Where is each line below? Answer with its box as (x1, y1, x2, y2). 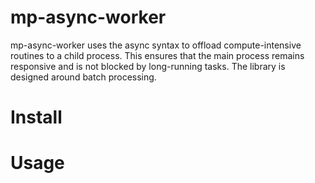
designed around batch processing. (10, 71, 157, 83)
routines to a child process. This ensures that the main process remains (10, 49, 305, 61)
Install (10, 106, 63, 129)
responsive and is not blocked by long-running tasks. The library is (10, 60, 286, 72)
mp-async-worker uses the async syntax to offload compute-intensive (10, 39, 302, 51)
